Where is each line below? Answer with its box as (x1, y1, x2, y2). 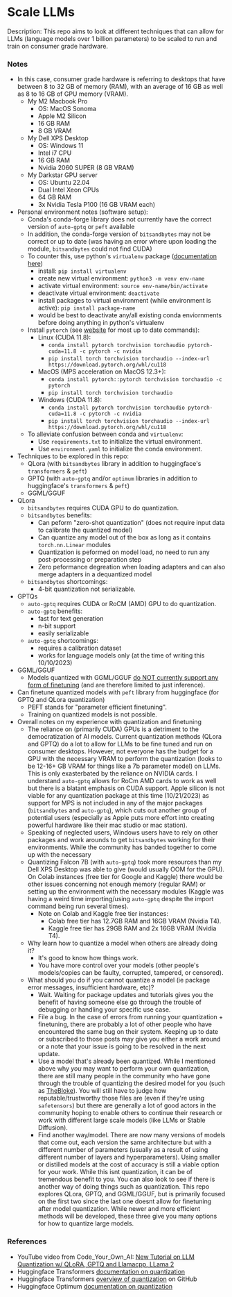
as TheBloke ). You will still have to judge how (37, 1087, 167, 1095)
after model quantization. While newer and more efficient (37, 1205, 201, 1213)
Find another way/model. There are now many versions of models (37, 1131, 226, 1139)
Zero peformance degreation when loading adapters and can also (37, 563, 226, 571)
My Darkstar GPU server (27, 171, 98, 179)
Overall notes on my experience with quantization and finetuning (17, 718, 202, 726)
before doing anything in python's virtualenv (37, 319, 165, 327)
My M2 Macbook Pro (27, 97, 88, 106)
